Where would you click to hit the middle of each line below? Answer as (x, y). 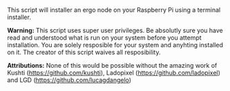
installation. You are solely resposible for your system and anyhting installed (115, 45)
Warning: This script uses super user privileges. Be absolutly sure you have (115, 30)
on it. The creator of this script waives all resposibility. (84, 52)
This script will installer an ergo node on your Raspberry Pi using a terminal (114, 10)
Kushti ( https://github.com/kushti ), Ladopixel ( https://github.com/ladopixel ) (114, 73)
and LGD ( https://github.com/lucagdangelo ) (69, 80)
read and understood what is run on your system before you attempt (104, 38)
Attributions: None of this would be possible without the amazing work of (112, 65)
